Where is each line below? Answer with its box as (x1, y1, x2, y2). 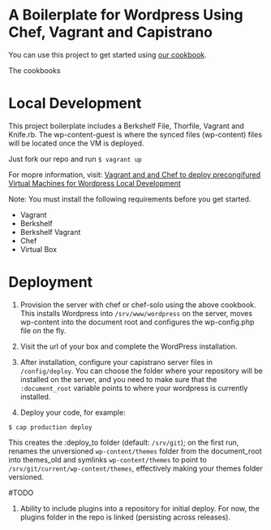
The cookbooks (8, 65, 61, 75)
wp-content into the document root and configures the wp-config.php (19, 317, 255, 327)
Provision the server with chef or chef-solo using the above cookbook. (19, 299, 257, 310)
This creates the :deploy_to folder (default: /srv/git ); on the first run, (8, 437, 239, 447)
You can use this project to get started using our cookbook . (8, 50, 207, 59)
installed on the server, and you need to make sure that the (19, 374, 217, 384)
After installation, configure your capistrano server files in (19, 357, 213, 367)
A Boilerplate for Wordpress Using (8, 6, 243, 24)
